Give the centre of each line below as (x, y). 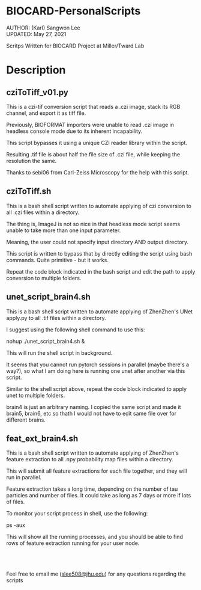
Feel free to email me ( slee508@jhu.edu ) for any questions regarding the (96, 574)
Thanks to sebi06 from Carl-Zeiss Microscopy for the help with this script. (98, 172)
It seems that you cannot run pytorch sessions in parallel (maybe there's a (98, 364)
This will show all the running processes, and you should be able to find (94, 537)
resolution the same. (31, 161)
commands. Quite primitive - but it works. (58, 260)
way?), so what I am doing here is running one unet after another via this (96, 370)
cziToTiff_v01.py (37, 92)
